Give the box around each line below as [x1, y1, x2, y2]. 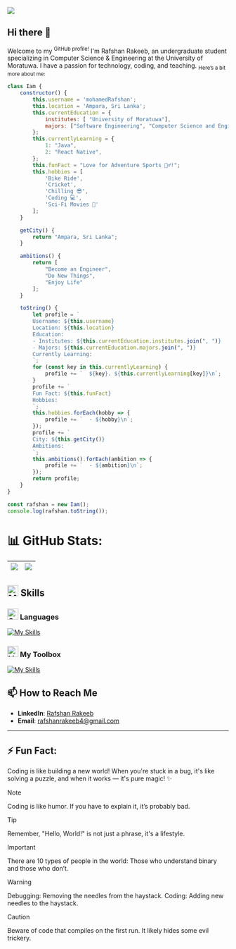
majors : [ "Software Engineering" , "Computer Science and [44, 122, 216, 130]
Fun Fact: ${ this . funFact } [32, 390, 112, 397]
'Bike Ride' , [44, 175, 83, 182]
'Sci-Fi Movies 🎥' [44, 201, 99, 208]
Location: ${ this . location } [32, 324, 114, 331]
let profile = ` [32, 311, 80, 319]
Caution [7, 913, 30, 922]
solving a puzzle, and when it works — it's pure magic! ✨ [7, 774, 172, 783]
